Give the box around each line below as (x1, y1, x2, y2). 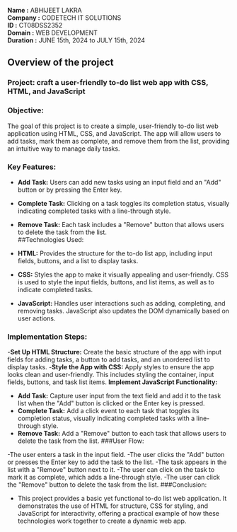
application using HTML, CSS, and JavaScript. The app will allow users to (7, 129, 221, 137)
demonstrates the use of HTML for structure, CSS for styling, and (17, 502, 209, 510)
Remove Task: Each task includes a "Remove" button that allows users (17, 220, 224, 229)
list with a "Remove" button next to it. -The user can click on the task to (7, 466, 215, 474)
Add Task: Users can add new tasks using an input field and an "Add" (17, 178, 221, 186)
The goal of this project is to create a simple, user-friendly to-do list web (7, 122, 219, 130)
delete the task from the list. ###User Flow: (17, 436, 144, 445)
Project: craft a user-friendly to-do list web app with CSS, (7, 78, 209, 88)
